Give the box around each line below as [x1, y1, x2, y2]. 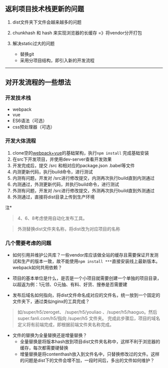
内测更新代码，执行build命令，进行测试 [12, 169, 93, 175]
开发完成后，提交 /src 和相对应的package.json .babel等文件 [12, 162, 135, 168]
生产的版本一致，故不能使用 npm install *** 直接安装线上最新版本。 [21, 258, 160, 265]
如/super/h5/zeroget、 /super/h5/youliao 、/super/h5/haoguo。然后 [17, 309, 157, 315]
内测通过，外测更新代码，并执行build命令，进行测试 [12, 181, 119, 187]
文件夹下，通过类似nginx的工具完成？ [12, 298, 90, 305]
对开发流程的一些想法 [5, 78, 71, 87]
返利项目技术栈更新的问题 [5, 5, 84, 14]
